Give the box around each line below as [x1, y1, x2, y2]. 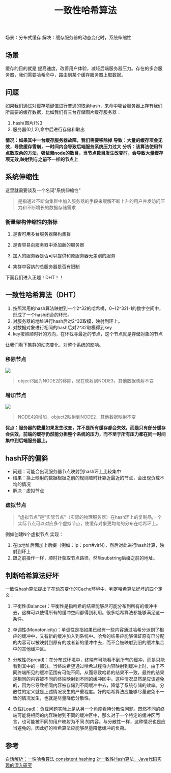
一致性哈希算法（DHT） [5, 291, 80, 299]
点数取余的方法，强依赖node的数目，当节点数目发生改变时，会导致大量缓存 [5, 150, 164, 156]
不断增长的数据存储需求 [26, 204, 76, 210]
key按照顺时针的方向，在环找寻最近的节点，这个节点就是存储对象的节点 [12, 330, 163, 337]
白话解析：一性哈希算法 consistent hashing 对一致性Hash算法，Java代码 [5, 756, 158, 762]
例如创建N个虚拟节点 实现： [5, 532, 64, 538]
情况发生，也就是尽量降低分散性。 [21, 695, 93, 701]
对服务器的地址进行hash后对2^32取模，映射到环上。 [12, 318, 123, 324]
